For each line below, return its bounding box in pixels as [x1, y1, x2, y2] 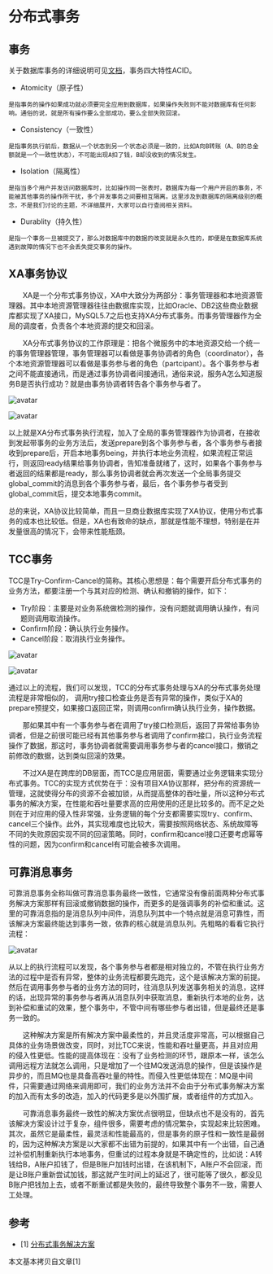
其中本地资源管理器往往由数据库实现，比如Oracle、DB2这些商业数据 [29, 300, 258, 310]
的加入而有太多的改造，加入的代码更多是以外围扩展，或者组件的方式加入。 [8, 1092, 258, 1101]
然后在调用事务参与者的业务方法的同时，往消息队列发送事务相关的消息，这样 [8, 983, 265, 992]
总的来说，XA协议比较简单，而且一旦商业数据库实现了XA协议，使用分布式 [8, 506, 256, 515]
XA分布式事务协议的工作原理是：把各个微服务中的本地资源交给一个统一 [23, 338, 261, 348]
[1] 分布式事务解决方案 [19, 1239, 95, 1250]
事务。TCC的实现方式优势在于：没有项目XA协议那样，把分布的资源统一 [22, 778, 262, 788]
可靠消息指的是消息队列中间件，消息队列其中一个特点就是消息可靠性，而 [22, 908, 265, 918]
